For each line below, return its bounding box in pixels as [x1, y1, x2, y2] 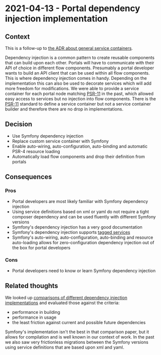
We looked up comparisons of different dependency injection [5, 294, 128, 300]
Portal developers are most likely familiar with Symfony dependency [12, 198, 148, 204]
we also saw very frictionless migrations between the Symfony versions [5, 339, 149, 345]
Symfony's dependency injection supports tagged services [12, 229, 130, 235]
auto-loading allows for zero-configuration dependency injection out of [12, 239, 154, 245]
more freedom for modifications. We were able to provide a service [5, 86, 139, 91]
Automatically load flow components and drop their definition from [12, 154, 145, 159]
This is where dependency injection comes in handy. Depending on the [5, 76, 147, 81]
